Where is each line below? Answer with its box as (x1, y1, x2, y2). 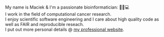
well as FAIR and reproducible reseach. (5, 22, 84, 27)
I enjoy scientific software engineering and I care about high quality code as (5, 16, 159, 22)
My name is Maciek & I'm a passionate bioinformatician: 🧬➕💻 (5, 4, 130, 10)
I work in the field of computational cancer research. (5, 12, 112, 17)
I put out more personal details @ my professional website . (5, 26, 125, 32)
